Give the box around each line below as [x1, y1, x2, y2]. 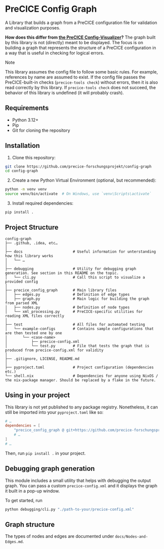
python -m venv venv [5, 187, 47, 192]
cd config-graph [5, 168, 38, 173]
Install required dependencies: [12, 200, 74, 206]
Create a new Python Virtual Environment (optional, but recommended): [12, 177, 157, 183]
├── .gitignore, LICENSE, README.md [5, 356, 80, 361]
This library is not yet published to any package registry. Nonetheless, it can [5, 404, 158, 410]
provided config [5, 279, 38, 284]
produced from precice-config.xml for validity [5, 348, 104, 353]
